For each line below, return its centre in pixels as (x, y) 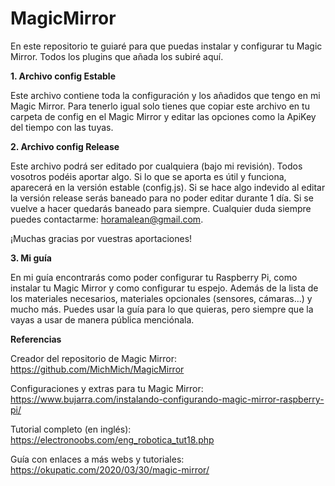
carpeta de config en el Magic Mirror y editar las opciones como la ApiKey (163, 116)
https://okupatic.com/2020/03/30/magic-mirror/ (110, 469)
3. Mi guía (31, 258)
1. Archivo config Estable (63, 76)
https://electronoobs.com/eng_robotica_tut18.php (112, 439)
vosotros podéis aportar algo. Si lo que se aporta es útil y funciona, (148, 176)
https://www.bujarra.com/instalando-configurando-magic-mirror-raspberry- (167, 399)
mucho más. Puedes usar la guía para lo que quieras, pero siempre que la (162, 309)
